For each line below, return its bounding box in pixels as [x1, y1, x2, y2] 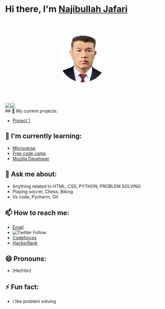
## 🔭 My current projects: [5, 108, 58, 114]
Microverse [12, 145, 36, 151]
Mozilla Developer [12, 155, 50, 162]
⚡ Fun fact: [5, 283, 39, 291]
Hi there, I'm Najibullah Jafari [5, 3, 128, 15]
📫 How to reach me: [5, 208, 70, 217]
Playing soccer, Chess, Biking [12, 188, 74, 194]
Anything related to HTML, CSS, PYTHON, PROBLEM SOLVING [12, 183, 141, 189]
